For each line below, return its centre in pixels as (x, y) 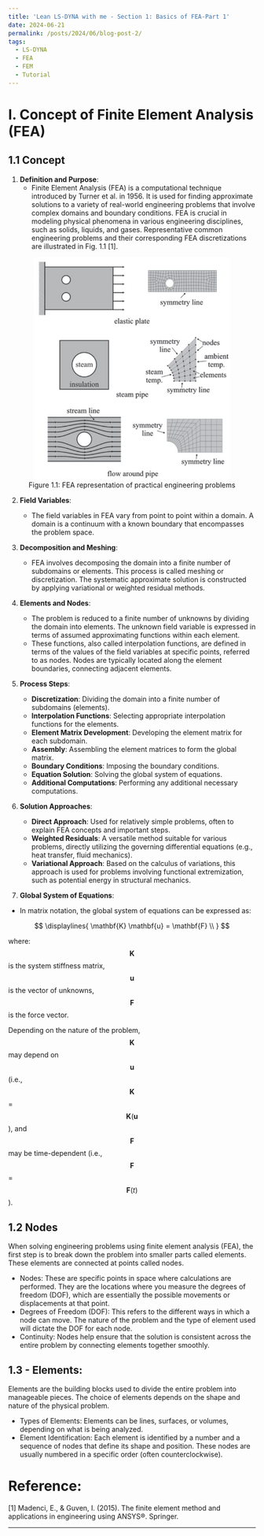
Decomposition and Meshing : (68, 548)
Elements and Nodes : (55, 603)
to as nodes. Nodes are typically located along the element (126, 661)
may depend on (33, 1055)
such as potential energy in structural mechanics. (111, 880)
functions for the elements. (75, 724)
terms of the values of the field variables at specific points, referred (140, 652)
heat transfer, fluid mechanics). (82, 855)
